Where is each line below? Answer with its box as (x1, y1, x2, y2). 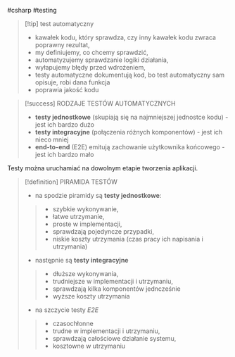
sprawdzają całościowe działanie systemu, (52, 334, 177, 342)
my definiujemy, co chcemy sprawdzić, (34, 49, 149, 56)
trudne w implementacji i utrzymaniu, (52, 327, 160, 335)
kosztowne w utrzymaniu (52, 342, 125, 350)
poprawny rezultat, (34, 41, 90, 49)
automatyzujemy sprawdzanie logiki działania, (34, 56, 169, 64)
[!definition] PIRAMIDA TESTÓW (24, 177, 118, 186)
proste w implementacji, (52, 220, 122, 228)
